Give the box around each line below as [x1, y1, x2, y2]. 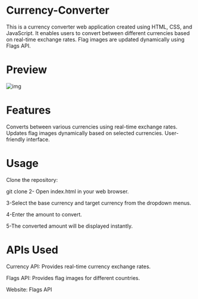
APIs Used [6, 243, 58, 256]
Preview [6, 63, 48, 77]
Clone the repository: [6, 176, 58, 183]
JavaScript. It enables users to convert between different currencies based [6, 29, 190, 36]
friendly [6, 136, 26, 143]
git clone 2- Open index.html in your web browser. [6, 188, 129, 195]
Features [6, 103, 51, 117]
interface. [26, 136, 51, 143]
